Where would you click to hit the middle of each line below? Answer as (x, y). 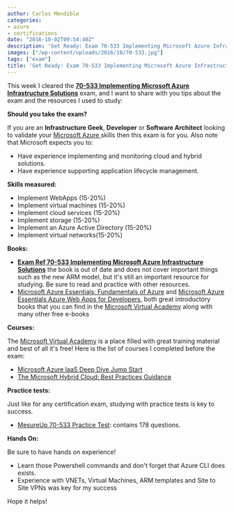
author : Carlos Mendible (43, 14)
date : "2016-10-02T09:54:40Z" (51, 40)
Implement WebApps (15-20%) (61, 198)
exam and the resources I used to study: (65, 100)
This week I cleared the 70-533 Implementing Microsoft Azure (99, 85)
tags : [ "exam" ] (29, 59)
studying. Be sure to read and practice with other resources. (103, 284)
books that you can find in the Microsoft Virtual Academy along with (115, 306)
